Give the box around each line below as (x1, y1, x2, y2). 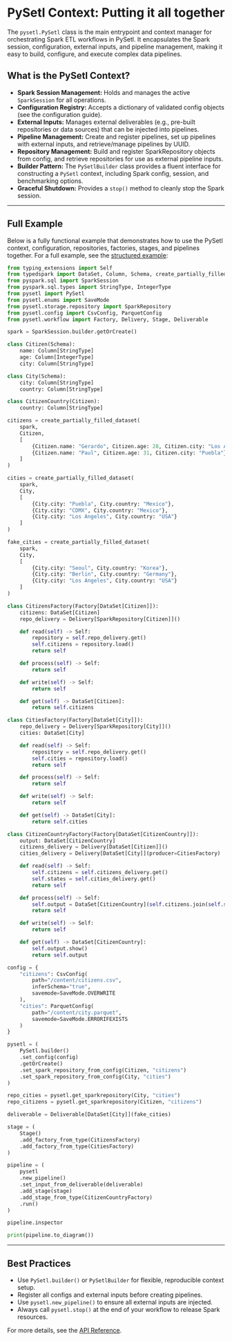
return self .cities (32, 818, 88, 825)
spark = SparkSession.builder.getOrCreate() (7, 328, 137, 335)
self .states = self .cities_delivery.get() (32, 875, 156, 882)
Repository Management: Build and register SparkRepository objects (17, 147, 215, 155)
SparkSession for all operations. (17, 96, 106, 104)
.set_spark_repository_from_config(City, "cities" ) (19, 1073, 171, 1080)
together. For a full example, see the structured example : (7, 251, 168, 259)
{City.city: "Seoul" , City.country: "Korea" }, (32, 565, 168, 571)
